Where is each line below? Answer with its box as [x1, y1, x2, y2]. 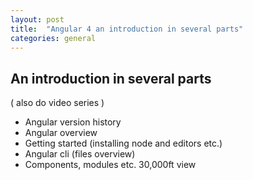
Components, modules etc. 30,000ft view [24, 159, 197, 171]
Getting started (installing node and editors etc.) [24, 137, 223, 150]
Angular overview [24, 127, 98, 139]
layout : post [10, 14, 65, 25]
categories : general [10, 33, 97, 43]
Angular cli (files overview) [24, 148, 136, 160]
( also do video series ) [10, 97, 105, 109]
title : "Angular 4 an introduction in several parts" [10, 24, 244, 34]
